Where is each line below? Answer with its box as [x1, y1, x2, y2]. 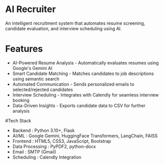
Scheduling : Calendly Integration [12, 154, 82, 160]
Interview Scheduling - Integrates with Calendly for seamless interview [12, 92, 159, 98]
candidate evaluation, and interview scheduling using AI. [5, 25, 122, 31]
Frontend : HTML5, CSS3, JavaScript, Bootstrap [12, 138, 111, 144]
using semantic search [12, 75, 60, 81]
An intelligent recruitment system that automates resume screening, [5, 20, 145, 26]
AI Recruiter [5, 4, 56, 15]
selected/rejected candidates [12, 87, 73, 93]
